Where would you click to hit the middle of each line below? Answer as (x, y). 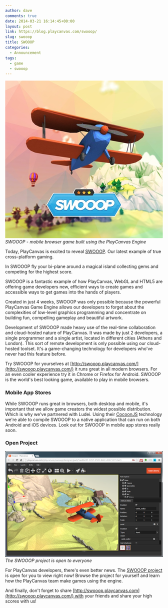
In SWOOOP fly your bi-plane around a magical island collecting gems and (82, 266)
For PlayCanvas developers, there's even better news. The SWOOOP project (84, 570)
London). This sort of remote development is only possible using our (76, 343)
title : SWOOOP (20, 42)
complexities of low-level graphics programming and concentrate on (76, 312)
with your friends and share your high (113, 596)
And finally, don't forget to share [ (40, 590)
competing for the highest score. (39, 272)
